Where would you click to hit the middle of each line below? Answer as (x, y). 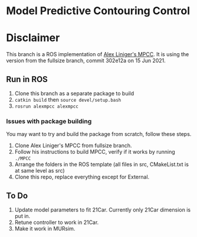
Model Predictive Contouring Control (98, 11)
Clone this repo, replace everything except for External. (82, 177)
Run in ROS (27, 79)
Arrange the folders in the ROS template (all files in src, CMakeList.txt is (101, 164)
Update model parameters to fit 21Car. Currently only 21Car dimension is (102, 210)
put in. (22, 216)
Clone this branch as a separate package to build (74, 93)
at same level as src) (40, 171)
